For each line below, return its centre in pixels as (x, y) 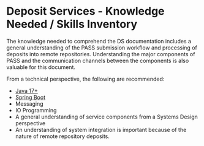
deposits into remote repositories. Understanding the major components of (101, 54)
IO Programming (36, 110)
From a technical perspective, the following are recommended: (85, 79)
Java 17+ (26, 90)
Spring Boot (30, 97)
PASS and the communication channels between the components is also (98, 60)
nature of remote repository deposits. (62, 136)
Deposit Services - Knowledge (85, 11)
